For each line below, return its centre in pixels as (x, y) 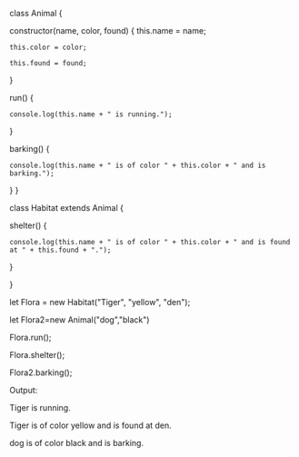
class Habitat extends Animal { (67, 208)
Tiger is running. (40, 407)
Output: (24, 390)
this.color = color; (49, 47)
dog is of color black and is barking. (76, 443)
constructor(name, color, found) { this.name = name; (108, 30)
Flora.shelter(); (37, 355)
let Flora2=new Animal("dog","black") (80, 320)
